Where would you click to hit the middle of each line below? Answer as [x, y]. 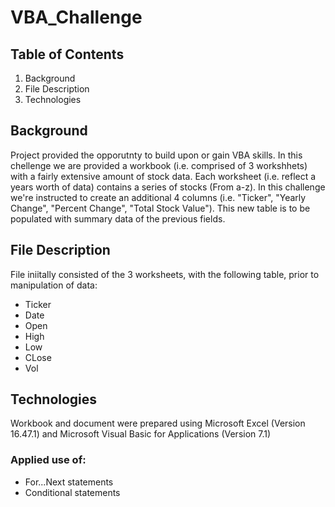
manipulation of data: [54, 285]
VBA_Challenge [76, 17]
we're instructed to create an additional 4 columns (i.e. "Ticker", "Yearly [158, 197]
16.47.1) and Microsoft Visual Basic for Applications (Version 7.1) [141, 434]
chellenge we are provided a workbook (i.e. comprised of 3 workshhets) [159, 165]
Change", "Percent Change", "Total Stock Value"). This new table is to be [160, 208]
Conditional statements [72, 492]
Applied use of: [48, 460]
